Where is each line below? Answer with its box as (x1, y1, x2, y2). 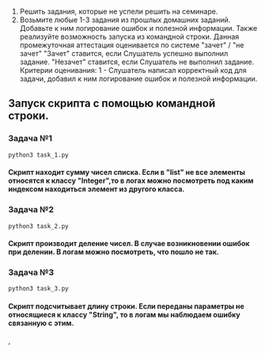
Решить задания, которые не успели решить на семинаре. (19, 7, 218, 16)
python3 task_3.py (8, 285, 69, 293)
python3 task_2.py (8, 222, 69, 230)
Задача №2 (8, 204, 54, 215)
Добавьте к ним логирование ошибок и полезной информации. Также (19, 24, 258, 32)
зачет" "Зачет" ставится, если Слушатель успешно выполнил (19, 49, 229, 58)
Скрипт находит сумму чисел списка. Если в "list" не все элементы (8, 168, 245, 177)
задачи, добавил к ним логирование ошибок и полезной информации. (19, 74, 258, 83)
